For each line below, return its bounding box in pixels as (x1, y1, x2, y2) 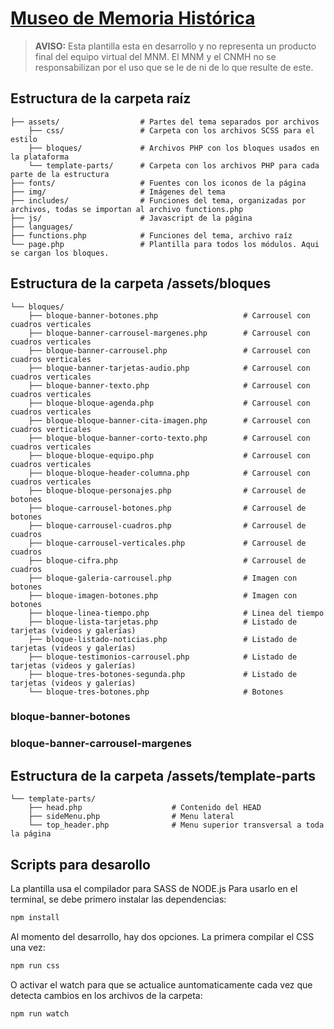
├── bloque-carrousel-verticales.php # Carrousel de (28, 538, 307, 548)
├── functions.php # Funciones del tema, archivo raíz (10, 230, 293, 241)
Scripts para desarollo (10, 856, 151, 873)
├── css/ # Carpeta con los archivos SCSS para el (28, 125, 315, 136)
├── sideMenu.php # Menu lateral (28, 812, 235, 822)
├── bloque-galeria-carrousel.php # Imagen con (28, 573, 298, 583)
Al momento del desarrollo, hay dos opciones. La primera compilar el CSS (10, 930, 315, 942)
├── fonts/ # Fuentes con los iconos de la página (10, 178, 307, 188)
